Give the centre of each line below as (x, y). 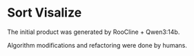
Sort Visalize (45, 13)
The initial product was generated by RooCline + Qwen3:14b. (94, 32)
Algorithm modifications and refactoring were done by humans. (97, 45)
